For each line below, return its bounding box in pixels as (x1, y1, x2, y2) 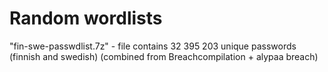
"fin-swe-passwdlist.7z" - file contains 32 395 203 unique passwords (9, 40, 297, 52)
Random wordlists (9, 7, 163, 30)
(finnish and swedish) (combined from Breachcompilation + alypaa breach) (9, 50, 319, 62)
